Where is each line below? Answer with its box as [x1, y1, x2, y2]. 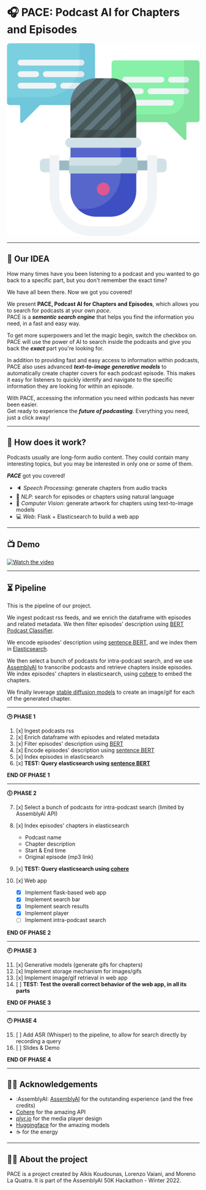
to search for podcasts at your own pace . [7, 307, 111, 314]
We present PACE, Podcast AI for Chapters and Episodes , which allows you [7, 300, 199, 307]
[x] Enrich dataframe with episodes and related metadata [15, 734, 160, 741]
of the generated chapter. [7, 695, 72, 702]
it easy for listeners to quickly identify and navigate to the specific [7, 376, 173, 383]
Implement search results [24, 902, 89, 910]
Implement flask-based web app [24, 889, 106, 896]
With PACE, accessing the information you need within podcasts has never [7, 394, 195, 401]
